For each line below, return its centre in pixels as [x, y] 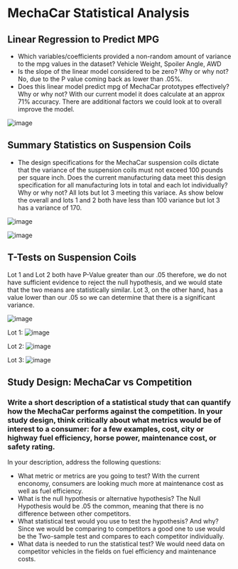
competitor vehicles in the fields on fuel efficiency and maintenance [117, 551]
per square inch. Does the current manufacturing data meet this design [121, 177]
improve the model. [46, 109]
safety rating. [31, 447]
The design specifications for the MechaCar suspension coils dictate [118, 162]
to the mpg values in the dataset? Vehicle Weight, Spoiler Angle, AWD [119, 64]
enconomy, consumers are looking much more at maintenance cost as [120, 484]
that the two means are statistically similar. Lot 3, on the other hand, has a [115, 290]
